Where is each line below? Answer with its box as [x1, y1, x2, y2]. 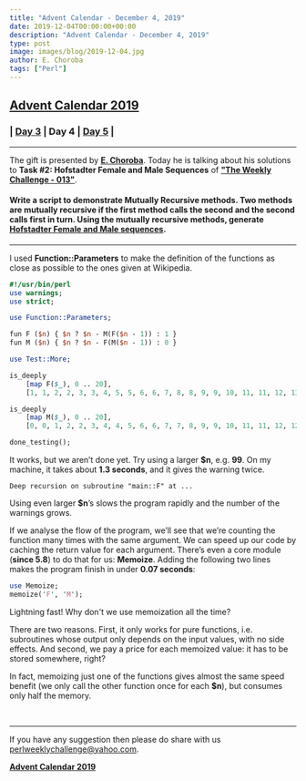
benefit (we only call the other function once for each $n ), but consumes [9, 680, 283, 691]
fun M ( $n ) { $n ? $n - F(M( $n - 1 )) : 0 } [9, 338, 178, 347]
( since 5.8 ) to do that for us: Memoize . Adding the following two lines [9, 554, 271, 565]
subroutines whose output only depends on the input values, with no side [9, 633, 285, 644]
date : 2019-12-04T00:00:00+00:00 [9, 22, 137, 31]
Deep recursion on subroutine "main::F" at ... [9, 482, 194, 491]
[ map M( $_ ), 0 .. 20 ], [25, 413, 112, 422]
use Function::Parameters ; [9, 313, 112, 323]
